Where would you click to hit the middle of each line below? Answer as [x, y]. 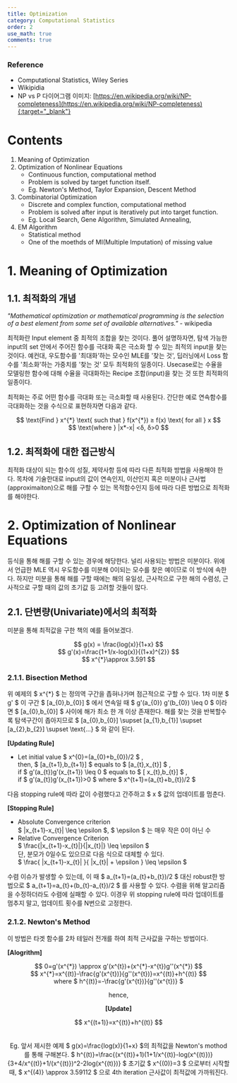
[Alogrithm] [25, 952]
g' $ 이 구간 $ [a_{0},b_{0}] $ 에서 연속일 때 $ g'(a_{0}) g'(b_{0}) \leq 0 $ [111, 703]
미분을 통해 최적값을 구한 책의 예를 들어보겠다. [71, 630]
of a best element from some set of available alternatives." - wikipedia [110, 324]
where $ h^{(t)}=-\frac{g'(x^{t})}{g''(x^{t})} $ [119, 981]
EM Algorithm [37, 227]
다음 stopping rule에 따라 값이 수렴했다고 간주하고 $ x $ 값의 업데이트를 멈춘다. [116, 794]
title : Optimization [38, 14]
